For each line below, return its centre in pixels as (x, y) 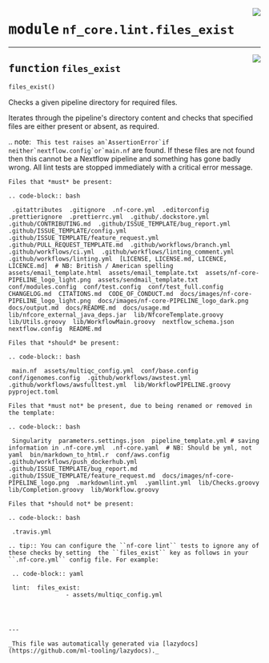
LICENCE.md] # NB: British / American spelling (91, 266)
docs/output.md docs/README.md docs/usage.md (89, 308)
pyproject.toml (34, 392)
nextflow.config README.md (55, 329)
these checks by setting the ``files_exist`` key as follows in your (128, 553)
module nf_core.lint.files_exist (121, 30)
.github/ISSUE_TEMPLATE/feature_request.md (82, 476)
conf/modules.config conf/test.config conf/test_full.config (116, 287)
